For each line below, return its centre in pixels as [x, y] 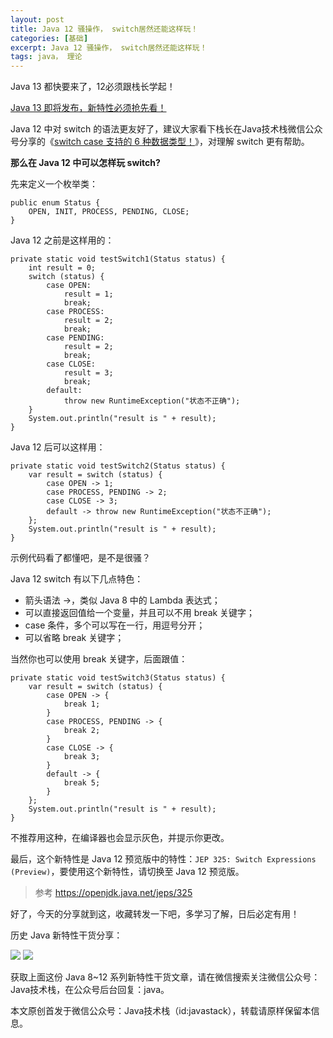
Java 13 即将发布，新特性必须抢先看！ [88, 108]
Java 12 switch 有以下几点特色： [77, 579]
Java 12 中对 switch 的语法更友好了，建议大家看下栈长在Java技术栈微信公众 [166, 129]
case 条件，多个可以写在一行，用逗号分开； [115, 625]
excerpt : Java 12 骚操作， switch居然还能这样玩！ [109, 47]
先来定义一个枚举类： [54, 184]
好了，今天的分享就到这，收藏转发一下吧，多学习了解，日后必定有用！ [155, 914]
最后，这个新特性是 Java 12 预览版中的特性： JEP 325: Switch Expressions [163, 859]
